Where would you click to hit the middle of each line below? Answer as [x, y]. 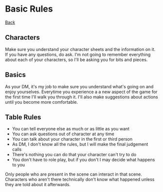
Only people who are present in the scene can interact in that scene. [74, 174]
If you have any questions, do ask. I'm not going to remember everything [78, 54]
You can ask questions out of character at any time [63, 134]
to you [18, 165]
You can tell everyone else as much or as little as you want [71, 129]
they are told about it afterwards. [38, 185]
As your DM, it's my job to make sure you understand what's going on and [79, 86]
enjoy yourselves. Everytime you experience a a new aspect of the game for [81, 92]
